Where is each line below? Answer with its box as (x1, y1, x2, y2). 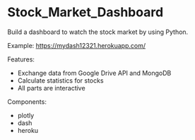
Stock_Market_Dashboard (7, 4, 164, 21)
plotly (17, 111, 35, 119)
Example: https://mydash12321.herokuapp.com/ (7, 41, 146, 49)
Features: (7, 54, 35, 64)
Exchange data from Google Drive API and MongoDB (17, 69, 172, 77)
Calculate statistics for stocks (17, 76, 104, 85)
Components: (7, 97, 47, 106)
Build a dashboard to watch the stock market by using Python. (7, 28, 189, 36)
